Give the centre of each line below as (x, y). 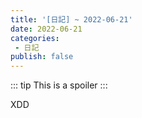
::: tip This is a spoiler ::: (59, 85)
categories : (35, 38)
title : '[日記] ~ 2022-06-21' (71, 19)
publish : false (42, 57)
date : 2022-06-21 (46, 29)
